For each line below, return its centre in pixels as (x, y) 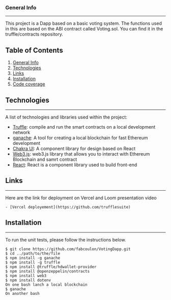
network (21, 132)
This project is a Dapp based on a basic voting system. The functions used (83, 23)
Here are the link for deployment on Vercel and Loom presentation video (81, 198)
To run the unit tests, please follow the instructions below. (66, 239)
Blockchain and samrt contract (45, 159)
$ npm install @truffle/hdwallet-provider (51, 267)
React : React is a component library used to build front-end (75, 165)
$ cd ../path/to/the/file (33, 253)
